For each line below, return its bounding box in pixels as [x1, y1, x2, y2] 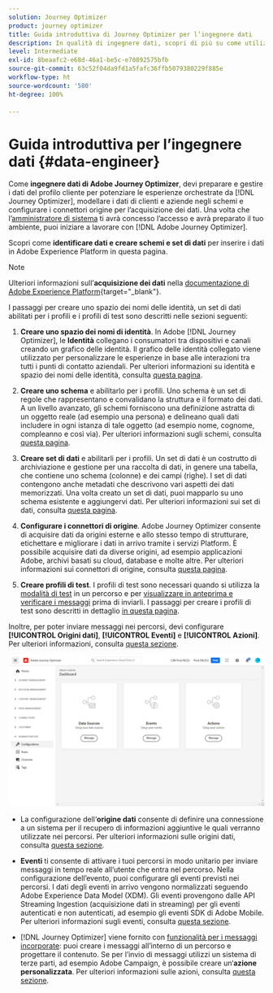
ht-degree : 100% [8, 90, 63, 98]
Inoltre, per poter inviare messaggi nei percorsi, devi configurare [8, 622, 224, 632]
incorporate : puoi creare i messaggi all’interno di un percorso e [19, 940, 232, 951]
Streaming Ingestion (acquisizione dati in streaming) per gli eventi [19, 899, 240, 908]
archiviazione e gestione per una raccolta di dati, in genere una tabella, [19, 462, 258, 472]
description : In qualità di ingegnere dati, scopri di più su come [8, 39, 242, 47]
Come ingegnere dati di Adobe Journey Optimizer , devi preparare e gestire [8, 179, 264, 189]
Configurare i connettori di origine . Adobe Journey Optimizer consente [19, 521, 262, 531]
